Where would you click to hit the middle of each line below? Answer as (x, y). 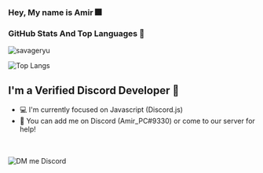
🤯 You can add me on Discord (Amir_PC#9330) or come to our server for (137, 121)
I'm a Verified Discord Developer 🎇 (94, 90)
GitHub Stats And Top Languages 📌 (77, 33)
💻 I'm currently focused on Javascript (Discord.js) (101, 110)
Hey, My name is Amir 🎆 (55, 13)
